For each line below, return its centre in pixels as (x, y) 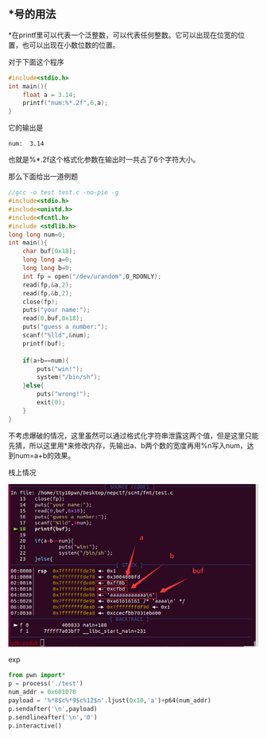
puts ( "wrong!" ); (64, 394)
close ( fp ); (41, 302)
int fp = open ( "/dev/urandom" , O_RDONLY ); (92, 276)
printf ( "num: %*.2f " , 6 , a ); (66, 103)
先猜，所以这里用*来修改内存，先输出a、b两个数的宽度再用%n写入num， (128, 445)
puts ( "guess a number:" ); (66, 327)
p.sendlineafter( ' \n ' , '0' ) (53, 717)
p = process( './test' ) (46, 684)
